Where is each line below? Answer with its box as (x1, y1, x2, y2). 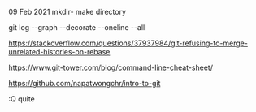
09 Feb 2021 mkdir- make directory (8, 7, 127, 16)
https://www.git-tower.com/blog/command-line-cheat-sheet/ (8, 62, 214, 72)
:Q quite (8, 94, 35, 104)
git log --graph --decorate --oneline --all (8, 23, 145, 32)
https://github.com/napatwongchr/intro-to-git (8, 79, 161, 88)
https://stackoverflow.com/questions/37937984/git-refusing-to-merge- (8, 38, 248, 48)
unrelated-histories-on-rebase (8, 47, 111, 56)
